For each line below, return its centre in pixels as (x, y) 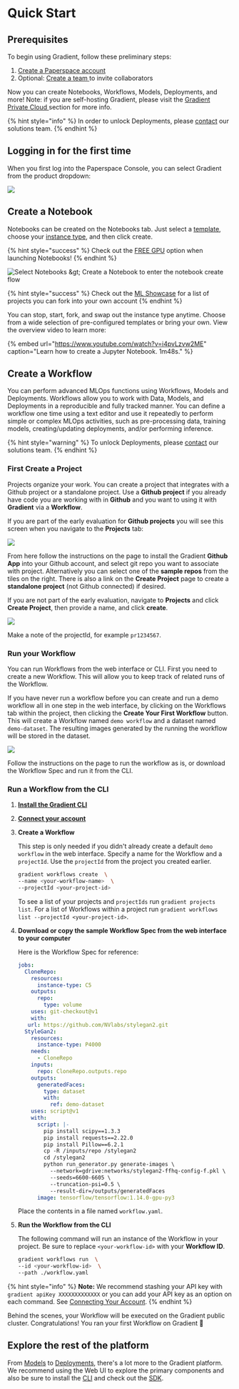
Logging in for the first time (69, 151)
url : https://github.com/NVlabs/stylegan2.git (98, 1025)
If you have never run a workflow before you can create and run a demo (113, 698)
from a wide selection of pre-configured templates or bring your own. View (118, 322)
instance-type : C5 (64, 985)
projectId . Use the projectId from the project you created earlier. (115, 862)
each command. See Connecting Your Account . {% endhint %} (100, 1302)
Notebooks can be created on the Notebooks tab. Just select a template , (114, 229)
